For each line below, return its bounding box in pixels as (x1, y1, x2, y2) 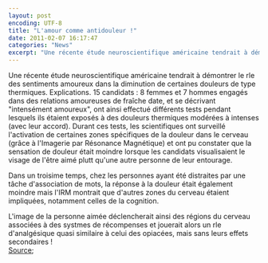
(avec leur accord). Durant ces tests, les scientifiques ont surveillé (8, 121, 226, 131)
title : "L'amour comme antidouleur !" (8, 26, 137, 34)
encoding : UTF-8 (8, 19, 62, 27)
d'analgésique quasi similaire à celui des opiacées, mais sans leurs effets (8, 229, 249, 237)
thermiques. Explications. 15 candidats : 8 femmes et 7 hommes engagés (8, 88, 249, 96)
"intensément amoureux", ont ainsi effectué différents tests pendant (8, 104, 231, 114)
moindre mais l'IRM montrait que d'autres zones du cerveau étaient (8, 188, 230, 197)
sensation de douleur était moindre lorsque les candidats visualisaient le (8, 147, 246, 156)
